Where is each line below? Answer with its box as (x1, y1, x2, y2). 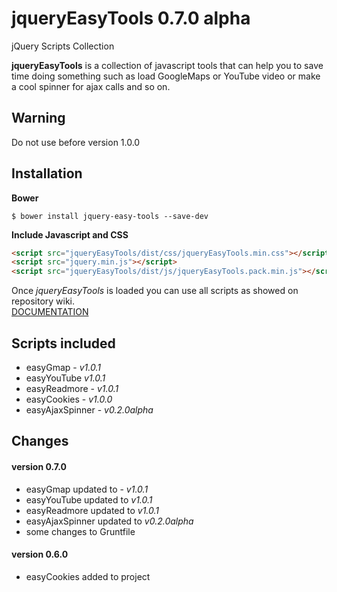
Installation (11, 165, 83, 182)
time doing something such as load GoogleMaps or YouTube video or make (11, 70, 321, 82)
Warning (11, 110, 66, 127)
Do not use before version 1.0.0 (11, 136, 141, 148)
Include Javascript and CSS (11, 228, 129, 241)
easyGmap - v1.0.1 (25, 362, 101, 373)
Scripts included (11, 335, 116, 352)
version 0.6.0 (11, 548, 69, 561)
